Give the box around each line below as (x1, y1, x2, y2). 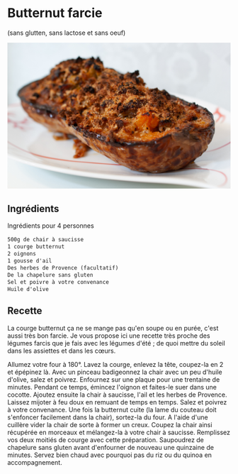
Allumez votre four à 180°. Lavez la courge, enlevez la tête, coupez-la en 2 (7, 360, 224, 368)
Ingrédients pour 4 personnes (7, 221, 94, 230)
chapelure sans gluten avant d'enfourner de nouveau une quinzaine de (7, 443, 215, 451)
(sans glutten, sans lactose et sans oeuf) (7, 28, 126, 37)
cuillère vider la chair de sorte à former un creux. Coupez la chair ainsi (7, 420, 212, 429)
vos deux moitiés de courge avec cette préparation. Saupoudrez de (7, 435, 204, 444)
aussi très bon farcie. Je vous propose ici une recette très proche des (7, 331, 210, 340)
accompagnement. (7, 458, 62, 466)
